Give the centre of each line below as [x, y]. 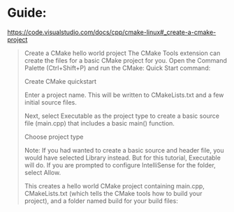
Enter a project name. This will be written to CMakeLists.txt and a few [124, 95]
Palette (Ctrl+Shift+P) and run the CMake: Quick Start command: [117, 68]
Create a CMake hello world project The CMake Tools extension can [122, 53]
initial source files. [50, 102]
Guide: [27, 13]
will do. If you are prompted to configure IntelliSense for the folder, [120, 165]
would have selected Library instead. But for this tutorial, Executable [123, 158]
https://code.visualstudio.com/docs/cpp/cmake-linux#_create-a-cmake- [112, 32]
